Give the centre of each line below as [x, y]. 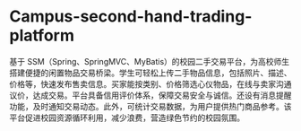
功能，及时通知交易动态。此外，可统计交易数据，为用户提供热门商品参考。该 [150, 106]
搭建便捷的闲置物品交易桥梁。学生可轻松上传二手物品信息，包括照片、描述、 [150, 73]
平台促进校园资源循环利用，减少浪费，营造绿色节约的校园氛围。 [127, 118]
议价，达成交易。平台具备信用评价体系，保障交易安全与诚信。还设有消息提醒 [150, 95]
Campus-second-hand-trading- [131, 17]
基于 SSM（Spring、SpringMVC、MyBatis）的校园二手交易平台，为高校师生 [150, 61]
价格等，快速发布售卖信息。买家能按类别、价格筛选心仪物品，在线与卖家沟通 [150, 83]
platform [42, 35]
